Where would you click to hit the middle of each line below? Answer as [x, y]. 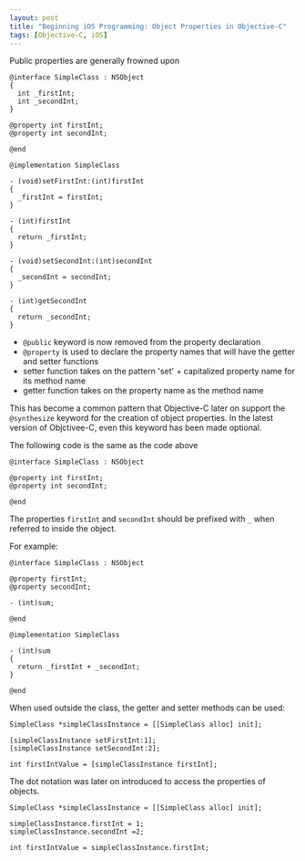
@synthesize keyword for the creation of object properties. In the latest [142, 418]
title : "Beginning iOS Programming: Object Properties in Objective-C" [148, 26]
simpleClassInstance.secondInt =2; [77, 832]
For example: [34, 546]
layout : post [34, 18]
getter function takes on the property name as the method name [143, 391]
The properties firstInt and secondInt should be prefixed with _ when [142, 519]
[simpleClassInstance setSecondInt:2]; [85, 749]
